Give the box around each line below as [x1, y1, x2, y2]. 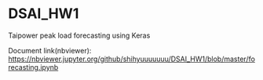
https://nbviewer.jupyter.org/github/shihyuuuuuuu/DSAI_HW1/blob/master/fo [8, 54, 255, 64]
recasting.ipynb [8, 62, 59, 71]
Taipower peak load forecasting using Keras [8, 31, 151, 40]
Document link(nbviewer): [8, 45, 92, 55]
